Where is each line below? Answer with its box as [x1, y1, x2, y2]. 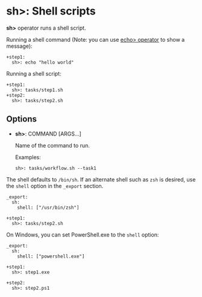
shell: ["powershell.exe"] [17, 253, 85, 259]
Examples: [14, 153, 41, 161]
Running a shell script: [6, 70, 62, 77]
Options [6, 114, 37, 125]
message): [6, 42, 33, 50]
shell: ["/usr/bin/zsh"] [17, 204, 80, 211]
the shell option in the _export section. [6, 182, 104, 189]
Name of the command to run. [14, 142, 90, 149]
